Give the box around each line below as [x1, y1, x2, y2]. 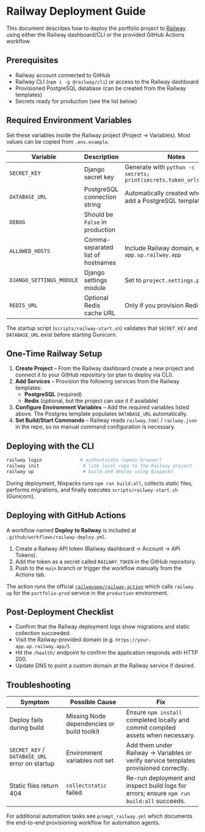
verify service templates [126, 756, 196, 765]
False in [84, 218, 107, 226]
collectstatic [66, 782, 107, 789]
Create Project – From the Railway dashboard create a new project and [15, 365, 194, 372]
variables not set [66, 756, 114, 765]
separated [84, 243, 113, 251]
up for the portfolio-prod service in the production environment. [6, 589, 169, 597]
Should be [84, 210, 113, 218]
